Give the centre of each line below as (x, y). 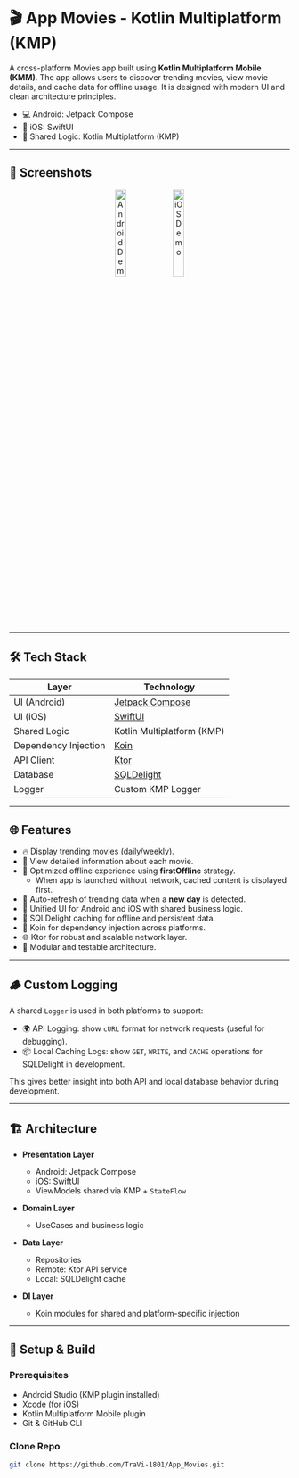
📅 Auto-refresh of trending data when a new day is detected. (134, 899)
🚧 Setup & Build (53, 1350)
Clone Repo (35, 1446)
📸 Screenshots (51, 173)
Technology (170, 687)
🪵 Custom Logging (64, 984)
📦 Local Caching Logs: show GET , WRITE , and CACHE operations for (142, 1052)
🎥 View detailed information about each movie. (108, 862)
